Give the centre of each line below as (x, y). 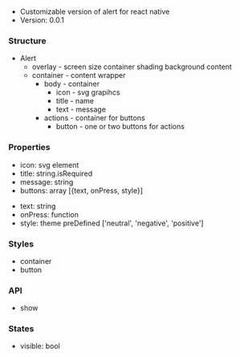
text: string (38, 206)
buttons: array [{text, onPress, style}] (81, 190)
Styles (21, 244)
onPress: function (49, 214)
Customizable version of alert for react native (95, 12)
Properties (29, 148)
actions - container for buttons (95, 118)
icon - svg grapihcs (88, 92)
